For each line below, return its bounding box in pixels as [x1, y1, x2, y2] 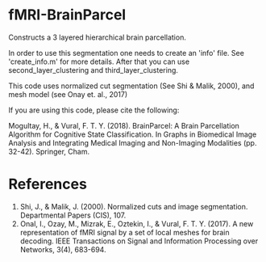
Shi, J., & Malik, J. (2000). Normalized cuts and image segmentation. [19, 201, 248, 211]
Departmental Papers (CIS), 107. [19, 210, 127, 220]
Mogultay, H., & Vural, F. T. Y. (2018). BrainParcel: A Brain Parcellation [8, 120, 240, 130]
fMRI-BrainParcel [8, 6, 127, 24]
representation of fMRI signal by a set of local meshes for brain [19, 227, 230, 237]
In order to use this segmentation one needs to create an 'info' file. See [8, 48, 244, 57]
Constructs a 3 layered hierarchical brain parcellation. [8, 32, 187, 42]
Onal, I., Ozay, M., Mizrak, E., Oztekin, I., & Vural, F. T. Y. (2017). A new [19, 218, 254, 228]
